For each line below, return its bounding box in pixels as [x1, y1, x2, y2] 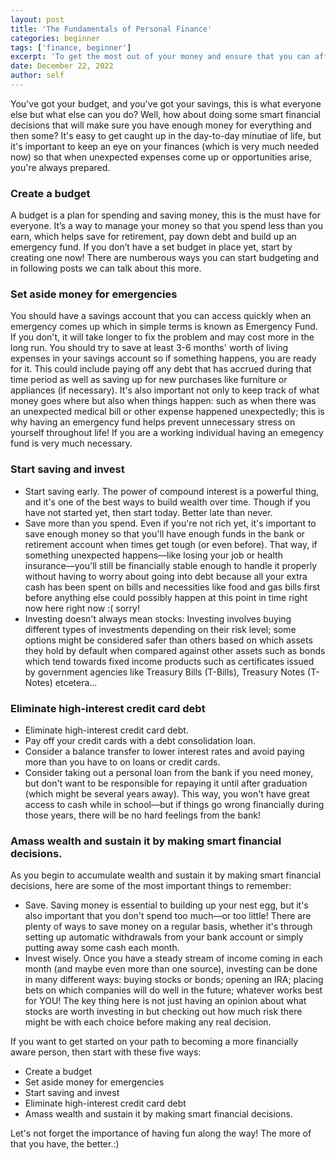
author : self [10, 71, 65, 81]
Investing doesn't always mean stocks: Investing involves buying [24, 612, 292, 625]
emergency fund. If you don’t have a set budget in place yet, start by [10, 241, 293, 253]
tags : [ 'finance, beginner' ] [10, 42, 132, 53]
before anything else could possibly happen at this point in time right [24, 591, 308, 603]
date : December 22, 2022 [10, 61, 114, 71]
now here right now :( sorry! [24, 602, 140, 614]
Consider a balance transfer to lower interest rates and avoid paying [24, 746, 305, 758]
